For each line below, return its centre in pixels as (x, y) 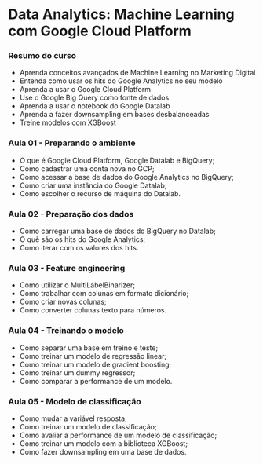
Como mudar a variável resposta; (73, 418)
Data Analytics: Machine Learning (121, 15)
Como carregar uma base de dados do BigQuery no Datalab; (117, 231)
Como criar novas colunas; (63, 302)
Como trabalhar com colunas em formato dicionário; (104, 294)
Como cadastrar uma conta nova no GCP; (87, 168)
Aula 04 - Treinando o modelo (66, 331)
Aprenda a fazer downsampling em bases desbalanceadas (114, 115)
